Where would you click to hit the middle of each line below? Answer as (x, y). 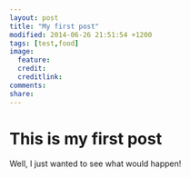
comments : (28, 85)
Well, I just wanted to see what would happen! (95, 163)
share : (22, 94)
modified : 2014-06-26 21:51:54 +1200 (81, 35)
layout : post (34, 18)
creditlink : (40, 77)
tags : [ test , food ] (44, 43)
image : (22, 52)
